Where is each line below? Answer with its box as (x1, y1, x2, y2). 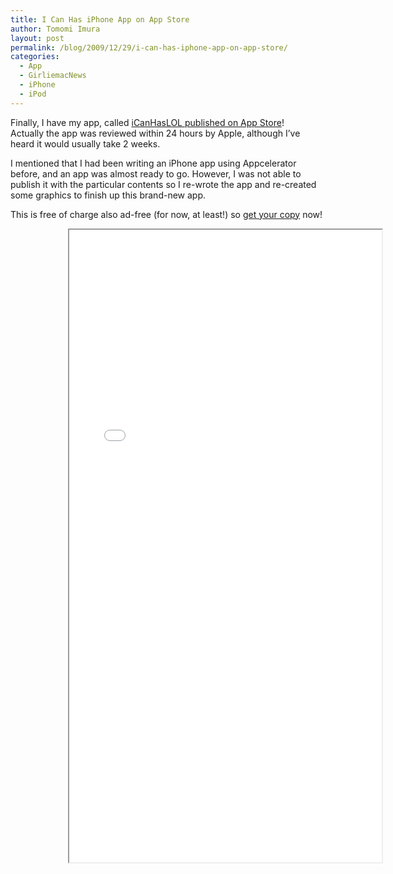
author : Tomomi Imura (10, 24, 101, 34)
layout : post (10, 33, 65, 43)
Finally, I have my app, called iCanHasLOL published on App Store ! (10, 116, 285, 128)
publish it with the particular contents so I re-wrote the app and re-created (10, 178, 317, 190)
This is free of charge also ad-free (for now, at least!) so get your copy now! (10, 208, 323, 220)
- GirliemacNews (19, 71, 87, 81)
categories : (10, 52, 60, 62)
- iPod (19, 89, 47, 99)
